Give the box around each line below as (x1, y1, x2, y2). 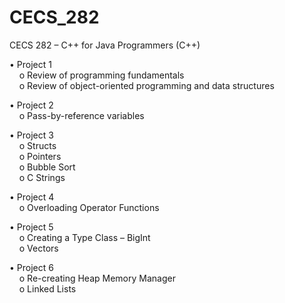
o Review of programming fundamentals (18, 69, 185, 81)
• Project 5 (9, 221, 54, 233)
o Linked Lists (18, 282, 77, 295)
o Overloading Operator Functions (18, 201, 160, 213)
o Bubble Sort (18, 161, 76, 173)
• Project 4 (9, 191, 55, 203)
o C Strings (18, 171, 66, 183)
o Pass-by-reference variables (18, 109, 145, 121)
